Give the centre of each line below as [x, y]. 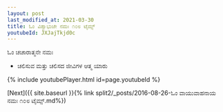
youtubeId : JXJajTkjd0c [41, 33]
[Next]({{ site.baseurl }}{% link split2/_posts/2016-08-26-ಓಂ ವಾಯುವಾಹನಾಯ [111, 93]
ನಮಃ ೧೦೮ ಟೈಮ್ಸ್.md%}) [37, 101]
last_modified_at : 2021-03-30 [51, 20]
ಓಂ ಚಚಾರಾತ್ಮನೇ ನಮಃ [30, 52]
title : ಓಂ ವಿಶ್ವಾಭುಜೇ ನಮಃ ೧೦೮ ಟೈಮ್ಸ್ [51, 26]
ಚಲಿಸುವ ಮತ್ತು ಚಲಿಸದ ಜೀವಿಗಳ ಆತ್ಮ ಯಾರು [62, 66]
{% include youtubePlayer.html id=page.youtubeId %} [84, 80]
